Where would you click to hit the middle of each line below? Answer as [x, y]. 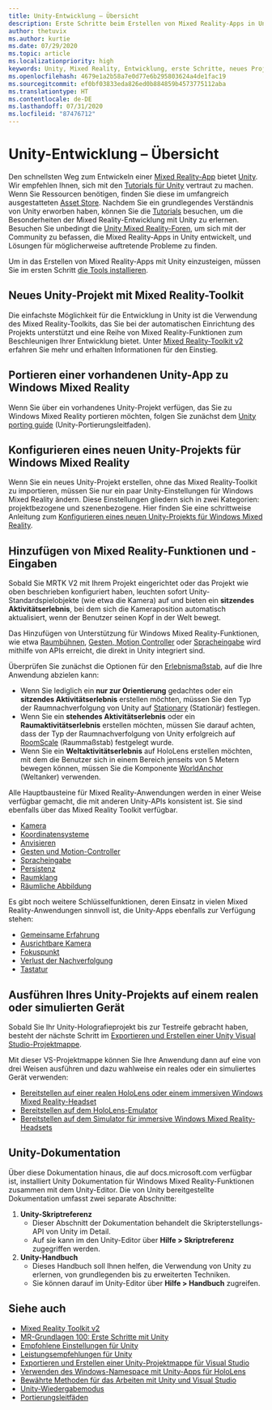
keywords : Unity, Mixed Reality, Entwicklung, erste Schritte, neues [128, 69]
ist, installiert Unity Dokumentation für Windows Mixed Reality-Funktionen [132, 1181]
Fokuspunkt [40, 952]
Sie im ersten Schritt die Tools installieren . [78, 269]
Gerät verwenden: [38, 1077]
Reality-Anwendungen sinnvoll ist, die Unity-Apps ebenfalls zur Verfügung [132, 911]
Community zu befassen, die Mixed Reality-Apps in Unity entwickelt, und [130, 237]
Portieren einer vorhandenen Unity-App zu [119, 375]
